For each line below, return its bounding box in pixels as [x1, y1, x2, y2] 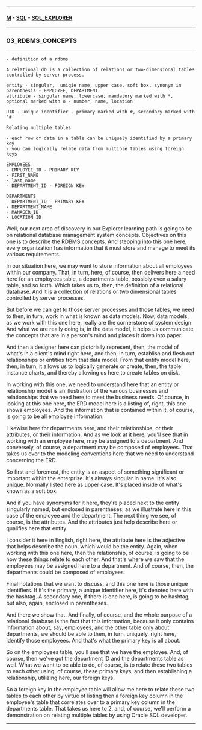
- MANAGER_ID [6, 209, 39, 215]
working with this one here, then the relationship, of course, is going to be [6, 549, 189, 556]
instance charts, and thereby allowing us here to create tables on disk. [6, 369, 180, 376]
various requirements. [6, 250, 61, 258]
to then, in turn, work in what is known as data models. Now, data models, [6, 312, 189, 320]
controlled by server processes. [6, 294, 85, 302]
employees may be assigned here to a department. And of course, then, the [6, 562, 194, 569]
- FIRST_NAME [6, 172, 39, 178]
